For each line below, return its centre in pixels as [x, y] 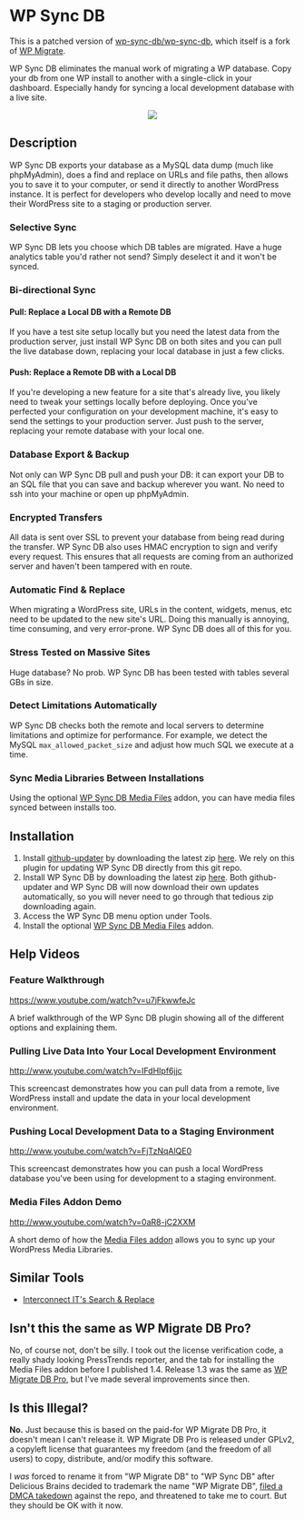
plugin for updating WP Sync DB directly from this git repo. [132, 867]
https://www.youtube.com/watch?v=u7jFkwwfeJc [103, 1000]
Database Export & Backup [69, 454]
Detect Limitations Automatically [83, 705]
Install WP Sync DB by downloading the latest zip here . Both [135, 877]
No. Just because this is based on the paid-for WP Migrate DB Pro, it [138, 1429]
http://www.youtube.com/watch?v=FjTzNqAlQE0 [101, 1151]
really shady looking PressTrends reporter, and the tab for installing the [142, 1360]
